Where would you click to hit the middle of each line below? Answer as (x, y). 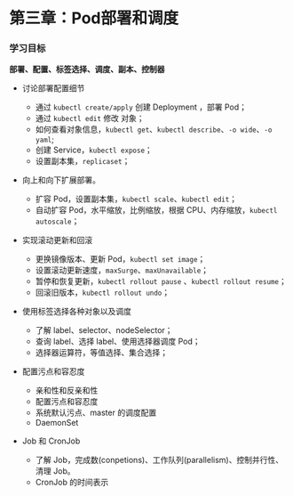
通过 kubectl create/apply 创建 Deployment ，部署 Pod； (141, 107)
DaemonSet (57, 423)
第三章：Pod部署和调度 (94, 18)
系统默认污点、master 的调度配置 (96, 413)
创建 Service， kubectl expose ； (94, 150)
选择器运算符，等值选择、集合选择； (102, 353)
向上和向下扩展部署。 (61, 180)
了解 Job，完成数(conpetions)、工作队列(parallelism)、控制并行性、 (159, 460)
